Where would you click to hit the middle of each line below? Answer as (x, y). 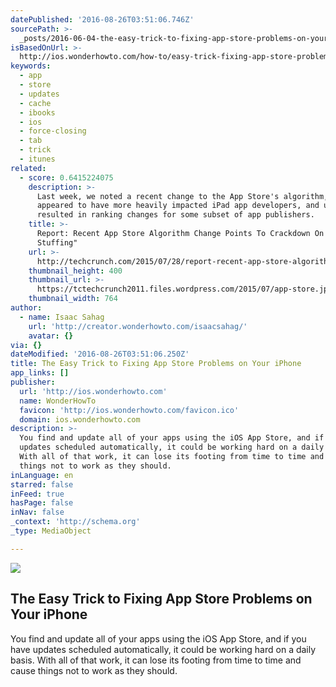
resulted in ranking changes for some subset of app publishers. (175, 215)
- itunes (37, 159)
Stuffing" (57, 242)
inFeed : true (37, 494)
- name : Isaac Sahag (62, 317)
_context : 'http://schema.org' (75, 522)
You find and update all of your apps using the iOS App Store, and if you (158, 638)
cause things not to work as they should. (94, 670)
